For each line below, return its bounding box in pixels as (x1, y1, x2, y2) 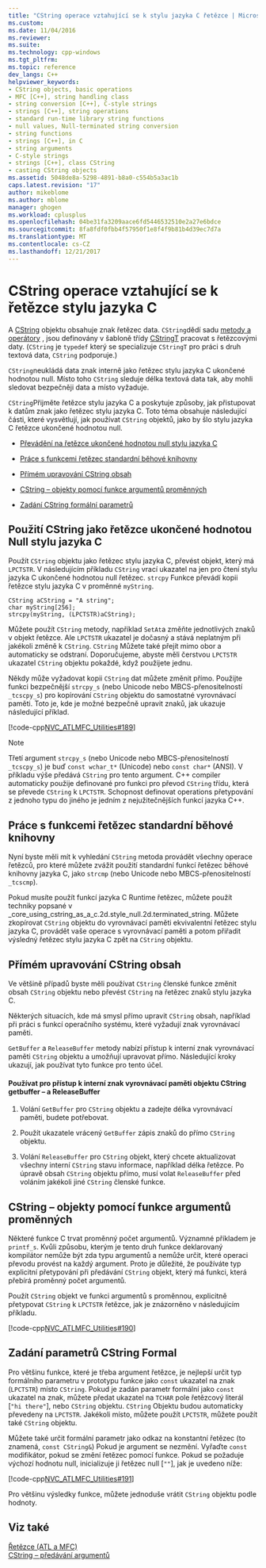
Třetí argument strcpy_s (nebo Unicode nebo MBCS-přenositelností (8, 753, 230, 763)
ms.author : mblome (8, 196, 69, 204)
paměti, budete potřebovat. (19, 1113, 109, 1122)
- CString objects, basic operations (8, 85, 133, 94)
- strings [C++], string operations (8, 108, 129, 116)
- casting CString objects (8, 167, 97, 174)
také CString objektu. (8, 1417, 78, 1428)
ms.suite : (8, 41, 41, 49)
